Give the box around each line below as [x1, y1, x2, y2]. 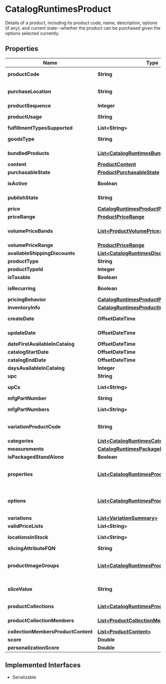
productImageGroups [7, 562, 59, 569]
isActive [7, 180, 28, 187]
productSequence [7, 102, 51, 109]
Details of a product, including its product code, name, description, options [5, 20, 158, 26]
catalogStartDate [7, 348, 49, 355]
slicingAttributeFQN [7, 545, 56, 552]
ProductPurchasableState [97, 169, 160, 176]
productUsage [7, 113, 42, 120]
